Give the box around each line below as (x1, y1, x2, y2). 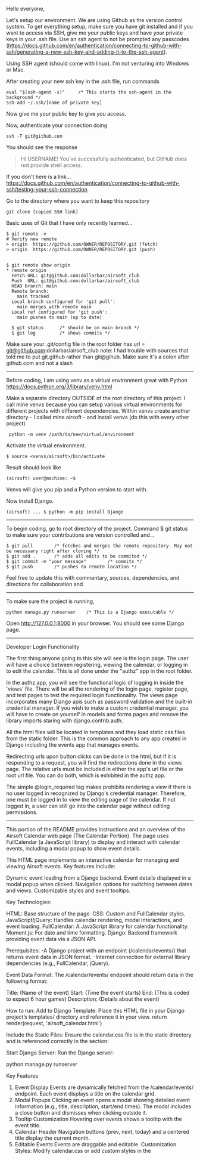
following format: (6, 978, 48, 985)
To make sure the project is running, (6, 598, 95, 605)
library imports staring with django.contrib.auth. (6, 717, 123, 724)
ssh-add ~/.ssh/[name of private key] (6, 100, 102, 106)
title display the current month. (14, 1134, 90, 1142)
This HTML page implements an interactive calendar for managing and (6, 856, 180, 864)
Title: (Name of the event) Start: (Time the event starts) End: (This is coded (6, 989, 190, 996)
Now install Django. (6, 497, 54, 505)
